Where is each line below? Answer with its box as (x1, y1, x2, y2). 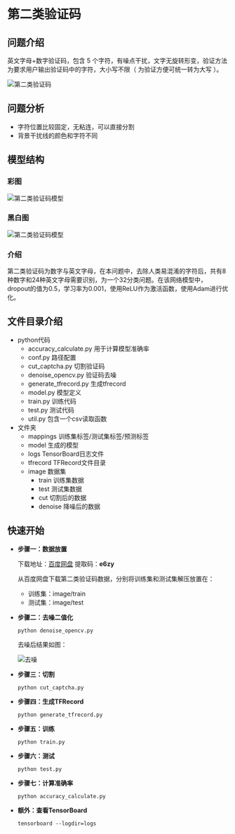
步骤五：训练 (17, 724, 55, 733)
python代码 (17, 335, 51, 344)
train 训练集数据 (38, 476, 84, 484)
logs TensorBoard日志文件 (27, 450, 105, 458)
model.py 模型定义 (27, 388, 82, 396)
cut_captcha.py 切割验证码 (27, 362, 105, 370)
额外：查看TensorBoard (17, 806, 88, 814)
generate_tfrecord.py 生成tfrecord (27, 379, 126, 388)
